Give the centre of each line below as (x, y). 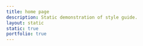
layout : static (25, 23)
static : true (22, 28)
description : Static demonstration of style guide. (72, 17)
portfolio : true (26, 34)
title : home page (28, 12)
